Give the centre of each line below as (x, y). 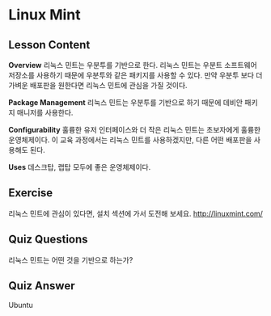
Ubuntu (21, 305)
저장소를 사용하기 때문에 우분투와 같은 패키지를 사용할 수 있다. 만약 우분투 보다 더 (135, 75)
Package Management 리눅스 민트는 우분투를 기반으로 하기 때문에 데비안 (126, 102)
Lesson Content (49, 45)
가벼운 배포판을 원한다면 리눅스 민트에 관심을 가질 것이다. (98, 85)
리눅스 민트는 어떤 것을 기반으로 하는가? (71, 259)
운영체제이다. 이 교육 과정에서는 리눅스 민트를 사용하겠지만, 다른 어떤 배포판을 (130, 140)
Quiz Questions (48, 240)
